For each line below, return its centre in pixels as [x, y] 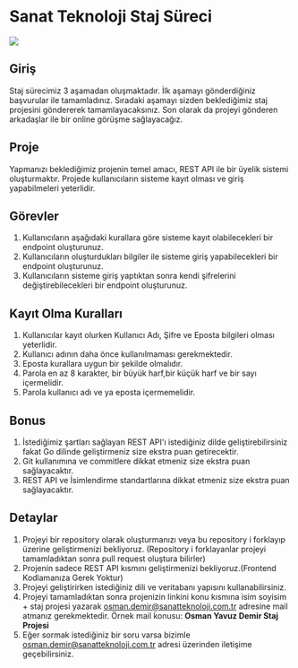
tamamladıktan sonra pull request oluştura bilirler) [114, 559]
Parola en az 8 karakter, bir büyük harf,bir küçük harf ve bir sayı [139, 373]
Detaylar [34, 518]
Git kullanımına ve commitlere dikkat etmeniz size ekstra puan [136, 461]
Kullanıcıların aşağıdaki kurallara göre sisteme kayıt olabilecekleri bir [148, 238]
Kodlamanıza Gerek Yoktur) [72, 577]
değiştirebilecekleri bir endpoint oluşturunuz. [105, 285]
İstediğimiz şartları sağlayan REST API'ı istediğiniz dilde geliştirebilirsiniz [155, 442]
